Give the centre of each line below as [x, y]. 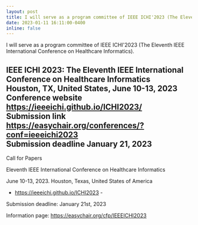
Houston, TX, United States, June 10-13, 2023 [92, 89]
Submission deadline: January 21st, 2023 [56, 204]
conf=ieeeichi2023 [42, 135]
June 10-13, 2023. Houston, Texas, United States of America [80, 181]
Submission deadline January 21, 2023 [79, 144]
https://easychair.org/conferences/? [75, 125]
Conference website [44, 97]
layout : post [22, 12]
